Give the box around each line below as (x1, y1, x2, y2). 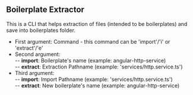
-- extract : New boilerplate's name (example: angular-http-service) (14, 82, 180, 89)
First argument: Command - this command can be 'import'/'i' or (14, 38, 170, 45)
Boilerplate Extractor (6, 5, 85, 15)
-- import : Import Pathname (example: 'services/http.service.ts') (14, 76, 173, 83)
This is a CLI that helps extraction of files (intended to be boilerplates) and (6, 20, 188, 27)
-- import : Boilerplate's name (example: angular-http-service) (14, 57, 166, 64)
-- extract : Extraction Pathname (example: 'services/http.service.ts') (14, 63, 183, 70)
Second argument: (14, 50, 61, 58)
